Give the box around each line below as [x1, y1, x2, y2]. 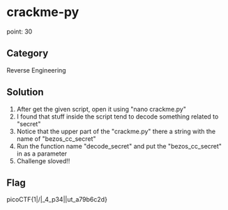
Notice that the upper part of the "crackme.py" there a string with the [16, 127, 216, 135]
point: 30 [6, 27, 33, 36]
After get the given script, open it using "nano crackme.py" [16, 105, 186, 113]
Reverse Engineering [6, 66, 67, 74]
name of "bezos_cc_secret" [16, 134, 96, 143]
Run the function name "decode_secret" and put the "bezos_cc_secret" [16, 142, 222, 150]
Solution [6, 87, 44, 98]
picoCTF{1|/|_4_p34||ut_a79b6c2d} [6, 195, 107, 204]
